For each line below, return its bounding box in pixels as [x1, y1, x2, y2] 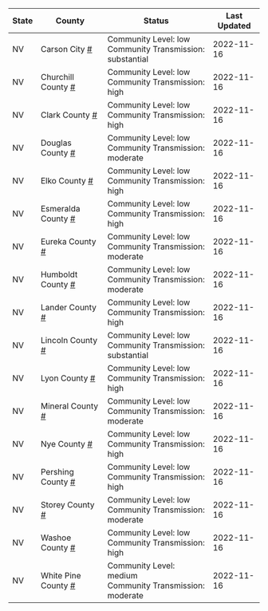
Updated [217, 20, 251, 31]
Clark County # [40, 109, 98, 120]
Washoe [40, 532, 72, 543]
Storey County [40, 499, 95, 510]
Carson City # [40, 44, 93, 54]
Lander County [40, 302, 97, 313]
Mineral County [40, 400, 98, 412]
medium [107, 570, 138, 581]
